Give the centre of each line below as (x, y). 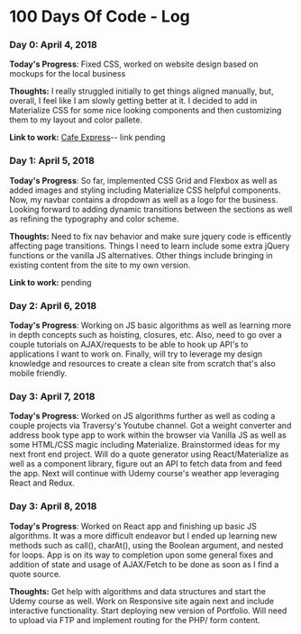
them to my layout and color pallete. (76, 120)
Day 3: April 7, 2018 (52, 396)
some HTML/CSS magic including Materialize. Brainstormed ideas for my (145, 445)
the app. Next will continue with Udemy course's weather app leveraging (144, 474)
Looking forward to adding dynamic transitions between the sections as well (151, 209)
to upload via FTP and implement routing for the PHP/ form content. (135, 620)
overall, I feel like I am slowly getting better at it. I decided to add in (133, 101)
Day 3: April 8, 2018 (53, 506)
